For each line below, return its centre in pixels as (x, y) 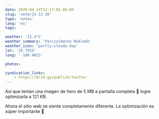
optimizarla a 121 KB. (26, 97)
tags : (11, 28)
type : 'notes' (20, 19)
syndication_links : (25, 73)
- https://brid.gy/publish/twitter (51, 77)
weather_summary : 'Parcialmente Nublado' (48, 42)
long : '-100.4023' (24, 55)
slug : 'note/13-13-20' (28, 14)
